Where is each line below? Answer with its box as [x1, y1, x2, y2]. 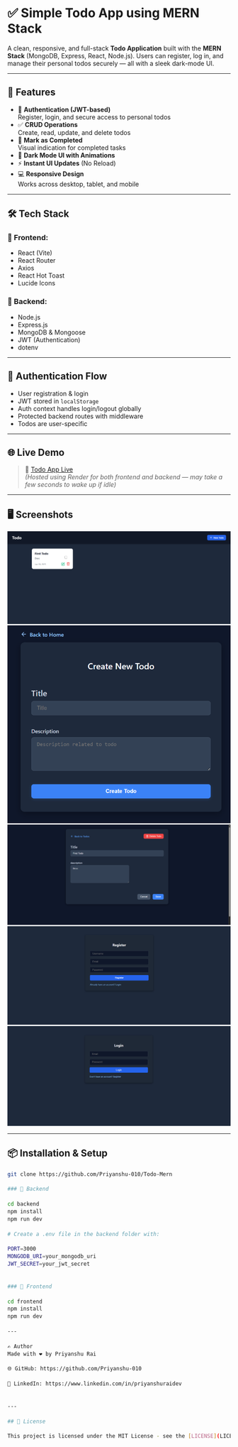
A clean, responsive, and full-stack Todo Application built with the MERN [7, 44, 222, 53]
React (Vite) [17, 249, 53, 257]
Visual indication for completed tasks [17, 143, 126, 152]
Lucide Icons [17, 279, 55, 288]
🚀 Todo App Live [24, 465, 73, 474]
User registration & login [17, 389, 89, 398]
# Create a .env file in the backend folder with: [7, 1230, 160, 1238]
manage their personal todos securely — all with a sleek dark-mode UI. [7, 59, 215, 67]
